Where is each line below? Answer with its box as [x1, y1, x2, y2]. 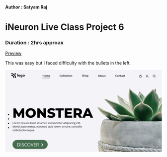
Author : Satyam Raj [5, 4, 47, 10]
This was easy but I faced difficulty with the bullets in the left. [5, 60, 131, 66]
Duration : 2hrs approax [5, 39, 64, 46]
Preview [5, 50, 22, 57]
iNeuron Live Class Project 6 [5, 21, 124, 32]
